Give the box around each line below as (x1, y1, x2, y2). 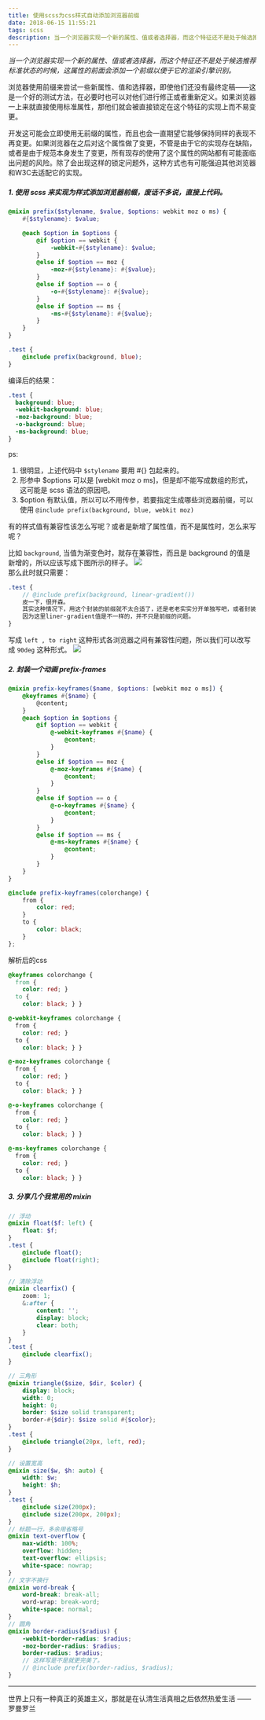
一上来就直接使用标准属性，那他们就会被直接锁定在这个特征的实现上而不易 (8, 102, 249, 112)
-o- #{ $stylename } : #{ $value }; (50, 288, 149, 296)
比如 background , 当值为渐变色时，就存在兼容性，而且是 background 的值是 (8, 548, 251, 557)
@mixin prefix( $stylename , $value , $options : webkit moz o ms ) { (8, 208, 226, 216)
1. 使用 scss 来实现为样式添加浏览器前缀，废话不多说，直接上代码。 (8, 187, 226, 197)
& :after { (22, 1299, 55, 1307)
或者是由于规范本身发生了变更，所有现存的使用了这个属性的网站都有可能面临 (8, 149, 256, 158)
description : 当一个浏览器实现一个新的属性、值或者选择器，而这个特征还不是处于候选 (8, 33, 253, 42)
